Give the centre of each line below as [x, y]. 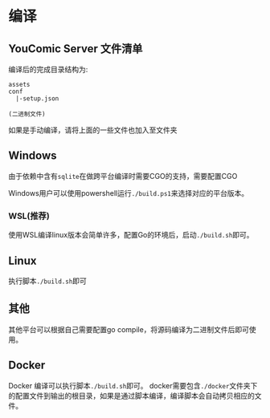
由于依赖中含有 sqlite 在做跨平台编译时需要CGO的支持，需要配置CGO [123, 176]
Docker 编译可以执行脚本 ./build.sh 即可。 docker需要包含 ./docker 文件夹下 [133, 385]
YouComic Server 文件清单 [76, 49]
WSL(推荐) [29, 216]
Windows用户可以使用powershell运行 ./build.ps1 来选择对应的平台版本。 [129, 193]
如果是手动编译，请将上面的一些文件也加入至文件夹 [93, 130]
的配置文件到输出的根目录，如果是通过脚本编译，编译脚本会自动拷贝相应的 [131, 396]
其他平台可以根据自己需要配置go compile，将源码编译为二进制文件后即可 [129, 329]
